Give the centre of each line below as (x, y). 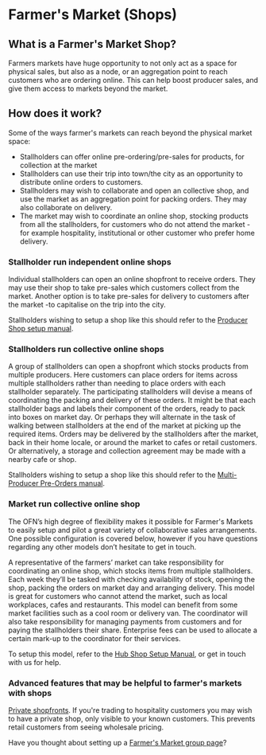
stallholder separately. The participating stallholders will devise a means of (130, 392)
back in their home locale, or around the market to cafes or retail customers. (133, 443)
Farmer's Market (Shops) (93, 15)
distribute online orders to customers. (81, 182)
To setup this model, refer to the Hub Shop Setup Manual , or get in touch (127, 654)
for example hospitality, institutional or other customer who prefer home (137, 233)
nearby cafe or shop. (42, 460)
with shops (30, 693)
